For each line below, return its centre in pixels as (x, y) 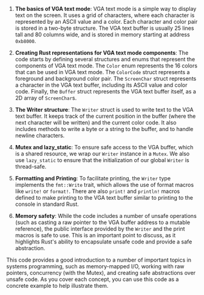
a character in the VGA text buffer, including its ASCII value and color (101, 85)
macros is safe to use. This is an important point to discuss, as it (95, 235)
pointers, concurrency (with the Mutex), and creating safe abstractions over (101, 273)
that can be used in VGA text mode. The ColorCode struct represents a (102, 72)
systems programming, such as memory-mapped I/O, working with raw (95, 266)
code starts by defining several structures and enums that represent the (105, 59)
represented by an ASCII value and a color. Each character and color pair (106, 22)
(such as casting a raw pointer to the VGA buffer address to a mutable (102, 222)
